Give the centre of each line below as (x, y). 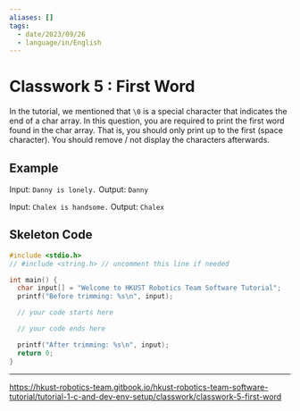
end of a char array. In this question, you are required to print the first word (147, 121)
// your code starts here (66, 313)
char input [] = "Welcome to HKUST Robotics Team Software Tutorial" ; (149, 288)
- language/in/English (59, 42)
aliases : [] (31, 17)
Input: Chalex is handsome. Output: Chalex (87, 207)
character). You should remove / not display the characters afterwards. (140, 140)
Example (34, 168)
